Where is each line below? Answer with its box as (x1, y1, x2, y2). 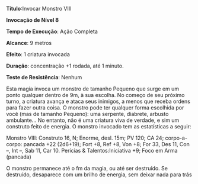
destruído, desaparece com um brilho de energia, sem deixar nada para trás (6, 171, 192, 178)
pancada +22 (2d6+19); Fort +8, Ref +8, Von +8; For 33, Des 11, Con (23, 141, 190, 147)
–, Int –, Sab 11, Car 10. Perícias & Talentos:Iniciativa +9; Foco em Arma (6, 147, 178, 154)
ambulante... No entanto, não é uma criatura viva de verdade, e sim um (6, 117, 180, 124)
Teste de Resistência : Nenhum (6, 74, 82, 80)
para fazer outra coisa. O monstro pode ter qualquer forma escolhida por (6, 104, 184, 111)
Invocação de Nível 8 (6, 17, 59, 23)
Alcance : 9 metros (6, 40, 52, 46)
